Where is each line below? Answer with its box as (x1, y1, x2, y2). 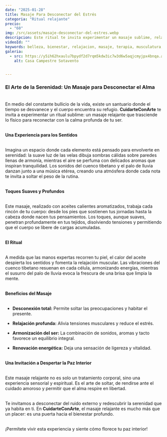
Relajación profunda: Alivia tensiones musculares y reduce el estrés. (12, 320, 154, 326)
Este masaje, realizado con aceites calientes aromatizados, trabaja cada (5, 203, 153, 209)
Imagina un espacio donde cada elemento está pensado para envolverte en (5, 147, 160, 153)
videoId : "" (5, 40, 30, 45)
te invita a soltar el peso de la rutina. (5, 173, 80, 179)
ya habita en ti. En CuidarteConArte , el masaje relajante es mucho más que (5, 406, 160, 412)
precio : (5, 21, 21, 26)
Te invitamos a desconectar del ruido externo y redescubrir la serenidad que (5, 401, 162, 407)
